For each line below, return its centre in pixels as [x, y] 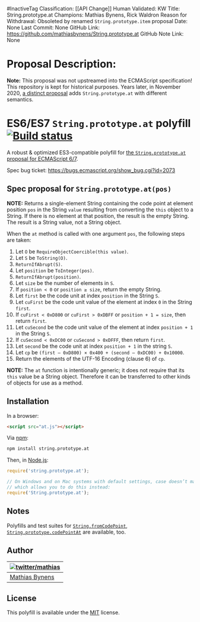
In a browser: [23, 415]
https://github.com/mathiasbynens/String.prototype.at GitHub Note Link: [95, 34]
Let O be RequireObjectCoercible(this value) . [72, 251]
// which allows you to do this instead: [59, 487]
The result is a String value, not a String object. [64, 222]
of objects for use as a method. [45, 383]
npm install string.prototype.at [48, 449]
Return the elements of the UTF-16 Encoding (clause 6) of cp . [90, 358]
